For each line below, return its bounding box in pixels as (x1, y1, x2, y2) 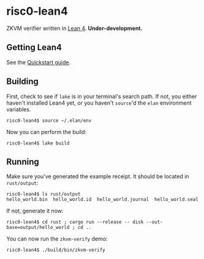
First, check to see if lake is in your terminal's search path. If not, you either (6, 92, 197, 100)
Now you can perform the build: (6, 128, 87, 135)
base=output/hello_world (6, 225, 70, 231)
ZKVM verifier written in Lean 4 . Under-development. (6, 24, 143, 32)
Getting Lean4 (6, 42, 62, 53)
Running (6, 156, 40, 167)
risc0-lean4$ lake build (6, 140, 70, 146)
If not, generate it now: (6, 207, 64, 215)
